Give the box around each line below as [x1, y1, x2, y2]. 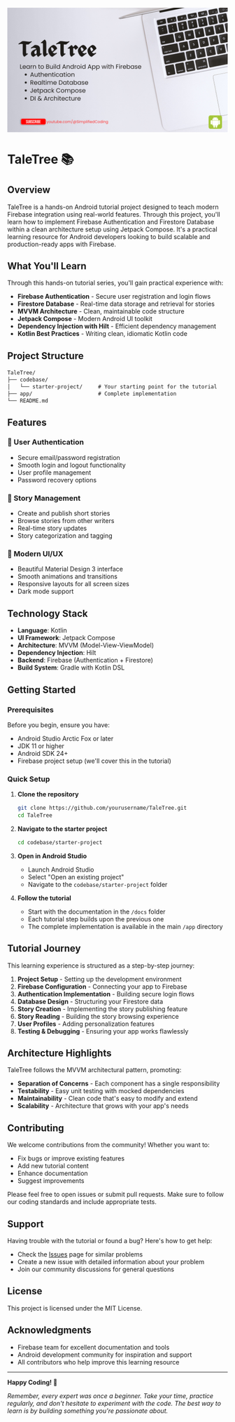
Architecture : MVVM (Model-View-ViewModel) [17, 641, 155, 649]
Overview [7, 184, 51, 196]
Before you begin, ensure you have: [7, 720, 110, 729]
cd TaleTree [17, 812, 52, 819]
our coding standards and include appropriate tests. [7, 1198, 157, 1206]
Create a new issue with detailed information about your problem [17, 1258, 205, 1266]
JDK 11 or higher [17, 741, 65, 750]
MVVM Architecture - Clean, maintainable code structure [17, 307, 185, 316]
